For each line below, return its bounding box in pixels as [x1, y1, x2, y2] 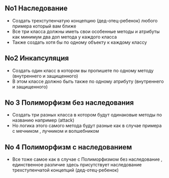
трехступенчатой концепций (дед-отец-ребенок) [12, 167, 119, 173]
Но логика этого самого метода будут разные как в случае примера [12, 123, 162, 129]
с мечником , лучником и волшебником [12, 128, 99, 134]
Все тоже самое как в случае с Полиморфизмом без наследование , [12, 156, 162, 162]
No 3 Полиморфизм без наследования [5, 99, 134, 107]
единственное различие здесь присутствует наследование [12, 162, 142, 168]
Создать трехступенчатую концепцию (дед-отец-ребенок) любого [12, 17, 158, 23]
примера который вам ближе [12, 23, 77, 29]
